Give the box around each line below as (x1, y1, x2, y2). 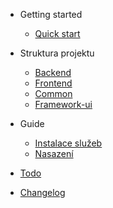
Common (34, 88, 73, 99)
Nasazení (34, 148, 74, 159)
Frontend (34, 77, 73, 89)
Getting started (19, 9, 83, 20)
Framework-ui (34, 99, 93, 110)
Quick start (34, 28, 81, 39)
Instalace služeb (34, 137, 103, 149)
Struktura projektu (19, 47, 95, 59)
